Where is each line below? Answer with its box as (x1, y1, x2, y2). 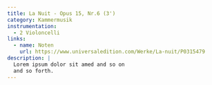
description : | (7, 55, 51, 62)
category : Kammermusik (7, 16, 73, 23)
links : (7, 36, 26, 42)
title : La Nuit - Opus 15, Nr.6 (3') (7, 10, 116, 17)
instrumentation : (7, 23, 57, 29)
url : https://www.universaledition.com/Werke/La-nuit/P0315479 (19, 49, 206, 56)
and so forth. (13, 67, 54, 74)
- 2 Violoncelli (13, 29, 60, 36)
